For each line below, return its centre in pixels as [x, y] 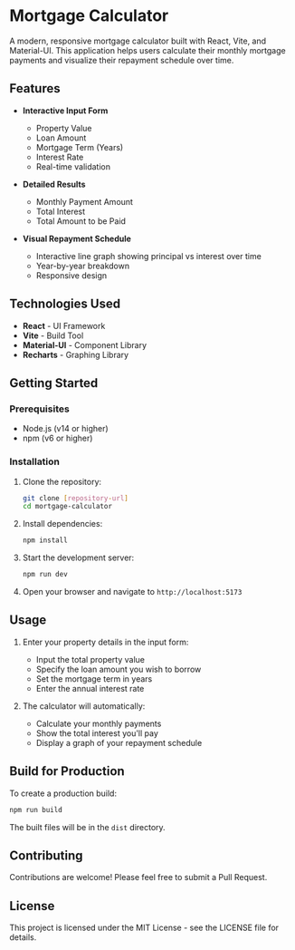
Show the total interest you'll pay [97, 733]
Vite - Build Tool [53, 335]
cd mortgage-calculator [67, 507]
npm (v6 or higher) [57, 438]
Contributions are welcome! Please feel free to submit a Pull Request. [138, 877]
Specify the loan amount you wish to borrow [119, 669]
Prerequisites [39, 409]
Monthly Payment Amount [85, 201]
